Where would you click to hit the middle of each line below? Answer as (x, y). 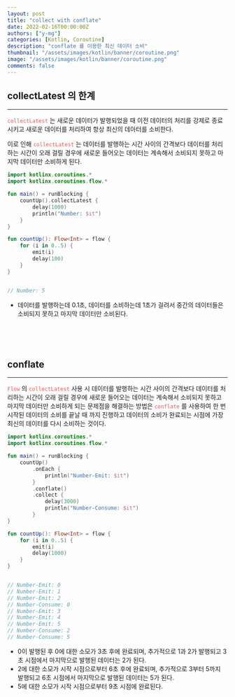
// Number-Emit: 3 (34, 611)
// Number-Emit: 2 (34, 598)
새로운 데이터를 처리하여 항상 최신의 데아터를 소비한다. (99, 129)
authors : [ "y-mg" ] (34, 33)
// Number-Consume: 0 (39, 605)
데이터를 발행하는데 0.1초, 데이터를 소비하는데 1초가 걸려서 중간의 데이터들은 (120, 304)
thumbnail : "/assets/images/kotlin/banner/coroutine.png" (93, 53)
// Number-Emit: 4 (34, 618)
